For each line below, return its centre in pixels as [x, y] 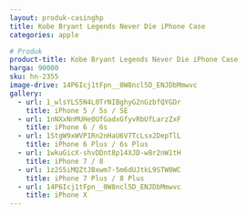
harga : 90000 [34, 68]
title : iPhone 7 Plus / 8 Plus [85, 178]
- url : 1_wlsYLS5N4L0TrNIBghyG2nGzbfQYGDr [99, 102]
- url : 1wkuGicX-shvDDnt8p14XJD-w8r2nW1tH [99, 153]
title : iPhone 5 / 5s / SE [77, 110]
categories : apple [44, 35]
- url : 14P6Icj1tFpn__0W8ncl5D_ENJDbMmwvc [99, 187]
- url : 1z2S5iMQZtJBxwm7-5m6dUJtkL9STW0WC [99, 169]
